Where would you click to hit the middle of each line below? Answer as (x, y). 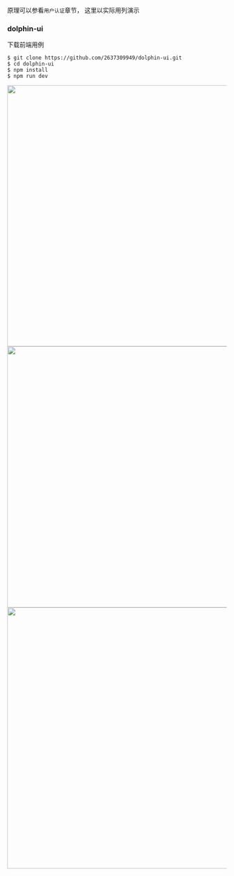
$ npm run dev (28, 76)
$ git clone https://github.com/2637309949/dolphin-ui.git (95, 58)
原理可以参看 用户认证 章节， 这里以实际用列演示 (73, 10)
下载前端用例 (25, 45)
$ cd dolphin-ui (31, 64)
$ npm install (28, 70)
